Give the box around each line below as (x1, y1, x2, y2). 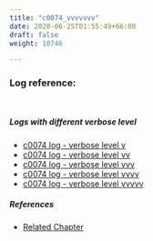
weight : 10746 (9, 38, 64, 48)
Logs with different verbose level (9, 116, 137, 127)
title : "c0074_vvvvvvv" (9, 13, 100, 23)
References (9, 199, 55, 210)
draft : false (9, 30, 59, 39)
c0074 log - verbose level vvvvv (22, 178, 144, 189)
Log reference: (9, 76, 76, 89)
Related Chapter (22, 222, 84, 233)
